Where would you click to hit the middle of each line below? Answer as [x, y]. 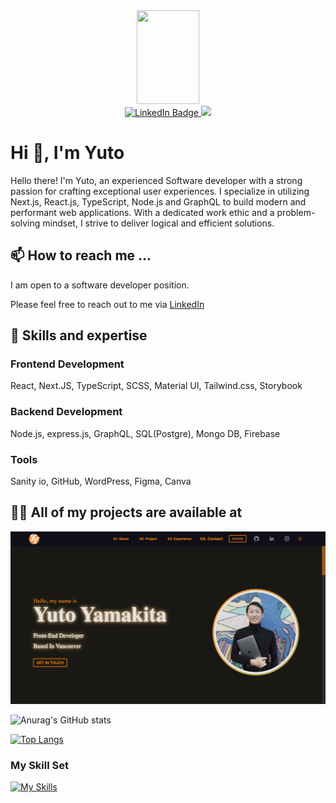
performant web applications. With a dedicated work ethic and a [142, 212]
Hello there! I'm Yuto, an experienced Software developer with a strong [156, 180]
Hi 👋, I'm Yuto [67, 153]
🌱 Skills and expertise [79, 335]
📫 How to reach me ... [81, 255]
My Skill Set [39, 765]
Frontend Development [67, 364]
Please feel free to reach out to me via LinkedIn [107, 304]
